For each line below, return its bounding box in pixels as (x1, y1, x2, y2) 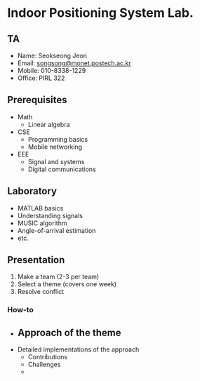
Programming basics (27, 135, 88, 143)
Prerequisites (7, 94, 67, 106)
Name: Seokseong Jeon (17, 51, 88, 60)
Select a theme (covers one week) (17, 280, 117, 288)
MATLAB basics (17, 203, 64, 212)
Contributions (27, 353, 68, 361)
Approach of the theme (17, 326, 121, 338)
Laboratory (7, 185, 58, 197)
